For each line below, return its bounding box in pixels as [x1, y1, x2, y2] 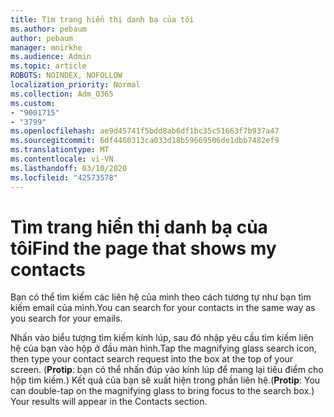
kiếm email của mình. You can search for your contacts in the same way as [10, 302, 316, 314]
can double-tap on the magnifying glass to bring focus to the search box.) [10, 385, 315, 397]
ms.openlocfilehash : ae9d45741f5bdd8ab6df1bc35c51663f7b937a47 [10, 126, 280, 136]
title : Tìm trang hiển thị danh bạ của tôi [10, 14, 195, 25]
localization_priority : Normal [10, 80, 141, 90]
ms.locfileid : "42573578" [10, 172, 118, 183]
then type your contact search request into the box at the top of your [10, 353, 294, 365]
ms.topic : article [10, 61, 87, 71]
